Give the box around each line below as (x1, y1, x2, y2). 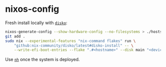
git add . (5, 33, 26, 39)
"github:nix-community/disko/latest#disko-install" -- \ (14, 43, 134, 48)
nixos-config (5, 3, 59, 15)
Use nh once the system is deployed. (5, 57, 80, 63)
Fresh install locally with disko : (5, 20, 68, 26)
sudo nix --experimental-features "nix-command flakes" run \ (5, 38, 136, 43)
